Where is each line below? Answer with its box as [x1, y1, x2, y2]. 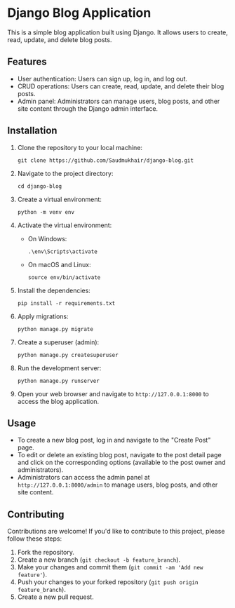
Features [7, 56, 47, 68]
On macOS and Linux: [27, 260, 91, 269]
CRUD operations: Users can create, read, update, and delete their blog [17, 82, 224, 90]
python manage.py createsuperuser [17, 351, 119, 358]
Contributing [7, 508, 65, 520]
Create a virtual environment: [17, 195, 102, 203]
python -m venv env [17, 208, 75, 215]
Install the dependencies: [17, 286, 91, 295]
